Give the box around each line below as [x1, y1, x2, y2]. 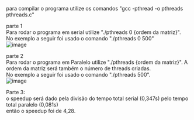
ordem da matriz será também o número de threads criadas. [6, 65, 151, 72]
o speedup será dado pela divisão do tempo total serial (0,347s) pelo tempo [6, 95, 189, 102]
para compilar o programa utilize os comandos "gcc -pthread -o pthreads [6, 5, 183, 12]
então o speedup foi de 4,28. [6, 108, 76, 114]
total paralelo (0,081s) [6, 101, 58, 108]
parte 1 [6, 23, 23, 29]
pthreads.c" [6, 11, 34, 18]
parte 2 [6, 53, 24, 59]
